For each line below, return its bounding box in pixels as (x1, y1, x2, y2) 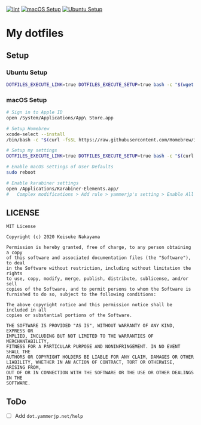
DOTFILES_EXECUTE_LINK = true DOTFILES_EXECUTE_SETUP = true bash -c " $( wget (6, 81, 194, 88)
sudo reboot (6, 170, 36, 175)
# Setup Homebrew (6, 125, 50, 131)
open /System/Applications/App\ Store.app (6, 115, 114, 121)
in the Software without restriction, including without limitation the (6, 266, 191, 272)
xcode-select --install (6, 131, 66, 137)
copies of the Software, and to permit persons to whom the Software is (6, 287, 191, 292)
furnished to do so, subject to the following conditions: (6, 291, 157, 298)
